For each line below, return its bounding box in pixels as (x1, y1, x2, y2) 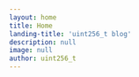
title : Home (9, 21, 53, 30)
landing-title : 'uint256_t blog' (9, 29, 132, 38)
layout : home (9, 12, 57, 22)
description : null (9, 37, 77, 47)
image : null (9, 46, 53, 55)
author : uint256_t (9, 54, 77, 63)
